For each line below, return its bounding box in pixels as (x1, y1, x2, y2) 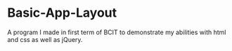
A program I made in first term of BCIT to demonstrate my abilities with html (7, 28, 226, 36)
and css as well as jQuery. (7, 35, 83, 43)
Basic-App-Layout (7, 5, 117, 21)
